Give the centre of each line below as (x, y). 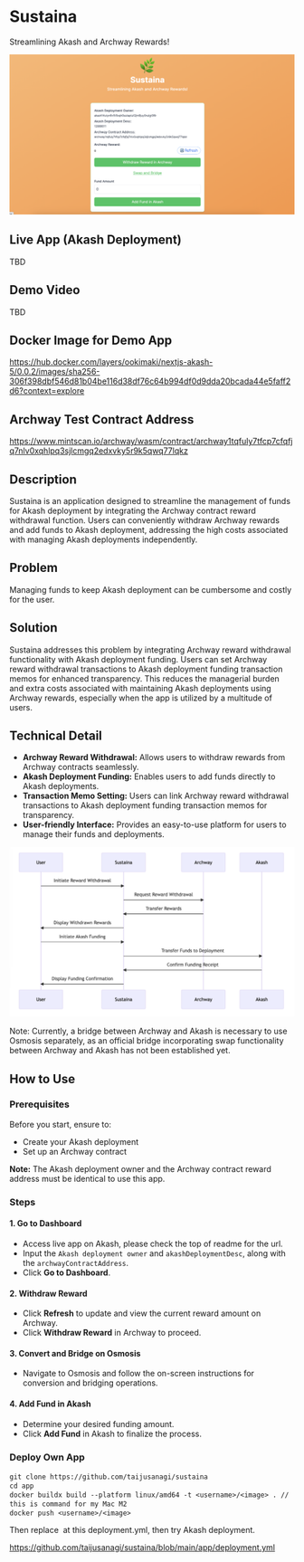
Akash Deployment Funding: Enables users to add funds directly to (149, 776)
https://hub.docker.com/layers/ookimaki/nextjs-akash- (111, 362)
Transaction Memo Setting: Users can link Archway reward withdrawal (156, 796)
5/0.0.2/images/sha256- (55, 372)
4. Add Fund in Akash (51, 1404)
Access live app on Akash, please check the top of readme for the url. (152, 1243)
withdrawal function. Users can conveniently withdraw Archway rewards (145, 520)
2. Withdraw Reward (48, 1293)
